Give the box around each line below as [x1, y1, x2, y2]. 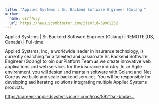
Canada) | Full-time [5, 39, 44, 45]
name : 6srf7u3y [9, 16, 40, 21]
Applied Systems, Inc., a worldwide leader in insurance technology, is [5, 48, 144, 54]
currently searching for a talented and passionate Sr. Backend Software [5, 54, 148, 59]
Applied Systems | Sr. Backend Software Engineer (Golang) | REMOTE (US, [5, 34, 154, 40]
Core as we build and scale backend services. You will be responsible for [5, 74, 151, 80]
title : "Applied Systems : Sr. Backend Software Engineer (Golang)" [5, 7, 146, 12]
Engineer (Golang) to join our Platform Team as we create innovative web [5, 59, 151, 64]
